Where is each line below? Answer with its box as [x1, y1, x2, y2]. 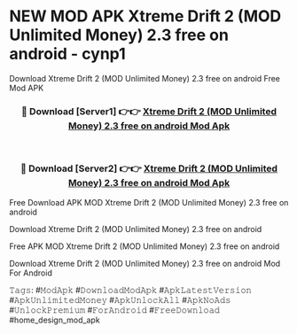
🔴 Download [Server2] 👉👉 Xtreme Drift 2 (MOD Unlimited [20, 162, 277, 175]
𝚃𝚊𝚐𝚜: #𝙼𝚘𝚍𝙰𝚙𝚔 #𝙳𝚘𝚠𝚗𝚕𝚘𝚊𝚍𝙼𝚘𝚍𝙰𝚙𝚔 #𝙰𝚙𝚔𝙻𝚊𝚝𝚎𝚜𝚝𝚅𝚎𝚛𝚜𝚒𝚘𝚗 [9, 284, 253, 295]
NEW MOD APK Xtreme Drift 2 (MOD [9, 6, 282, 27]
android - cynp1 [9, 44, 126, 64]
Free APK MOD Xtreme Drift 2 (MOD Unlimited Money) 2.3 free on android [9, 241, 280, 252]
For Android [9, 268, 53, 278]
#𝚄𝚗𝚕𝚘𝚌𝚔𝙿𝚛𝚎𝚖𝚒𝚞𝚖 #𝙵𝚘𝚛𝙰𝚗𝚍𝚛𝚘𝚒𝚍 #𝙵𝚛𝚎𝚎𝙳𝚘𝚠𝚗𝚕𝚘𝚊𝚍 [9, 304, 220, 315]
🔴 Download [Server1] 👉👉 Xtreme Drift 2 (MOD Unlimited [20, 105, 277, 117]
